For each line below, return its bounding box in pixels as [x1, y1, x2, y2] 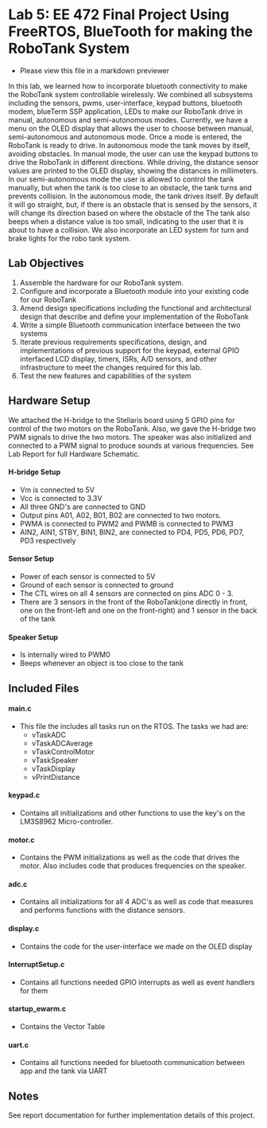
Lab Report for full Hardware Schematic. [8, 448, 141, 459]
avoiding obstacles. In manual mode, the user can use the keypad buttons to [8, 149, 258, 159]
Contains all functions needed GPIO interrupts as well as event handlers [19, 977, 255, 987]
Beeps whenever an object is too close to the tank [19, 659, 184, 668]
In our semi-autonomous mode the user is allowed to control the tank [8, 174, 234, 184]
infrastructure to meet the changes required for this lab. [19, 362, 203, 372]
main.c [8, 703, 32, 714]
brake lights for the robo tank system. [8, 233, 131, 243]
